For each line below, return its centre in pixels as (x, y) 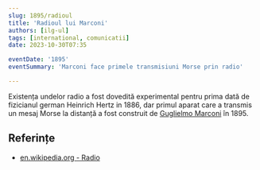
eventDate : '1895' (39, 60)
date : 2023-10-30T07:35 (48, 45)
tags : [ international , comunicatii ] (69, 38)
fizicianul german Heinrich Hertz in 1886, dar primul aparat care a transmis (130, 105)
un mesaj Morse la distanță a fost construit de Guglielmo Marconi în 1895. (128, 113)
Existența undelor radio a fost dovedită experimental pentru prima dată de (129, 96)
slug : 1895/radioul (41, 15)
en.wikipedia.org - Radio (60, 157)
